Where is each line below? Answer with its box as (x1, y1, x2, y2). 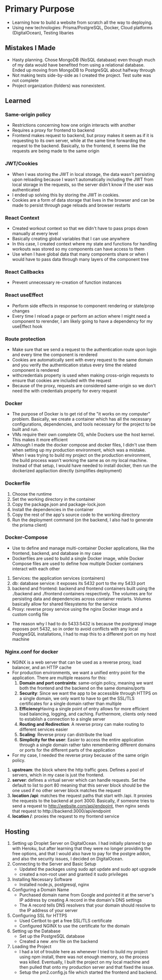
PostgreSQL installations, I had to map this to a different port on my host (12, 631, 156, 637)
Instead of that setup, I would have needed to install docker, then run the (12, 463, 157, 468)
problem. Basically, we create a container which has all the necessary (12, 416, 152, 422)
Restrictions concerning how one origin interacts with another (12, 122, 136, 128)
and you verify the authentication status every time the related (12, 362, 137, 368)
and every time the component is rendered (12, 351, 98, 358)
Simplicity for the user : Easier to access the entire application (19, 737, 144, 743)
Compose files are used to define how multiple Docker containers (12, 560, 144, 567)
